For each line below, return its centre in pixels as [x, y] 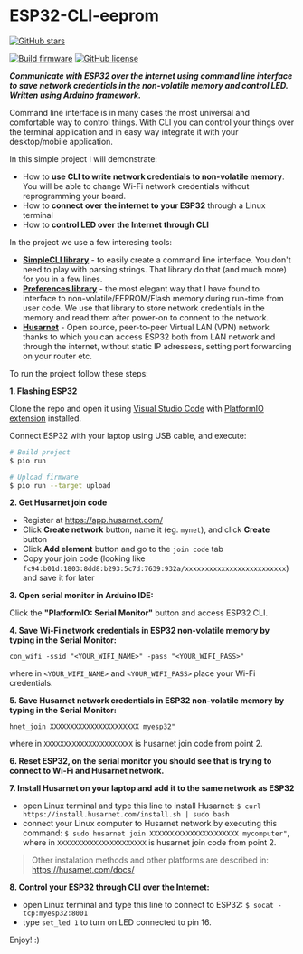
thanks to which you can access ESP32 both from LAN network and [149, 337]
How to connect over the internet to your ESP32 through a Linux [144, 205]
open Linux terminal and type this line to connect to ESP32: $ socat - [152, 905]
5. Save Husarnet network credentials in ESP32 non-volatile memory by [147, 701]
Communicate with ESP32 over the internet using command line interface [151, 76]
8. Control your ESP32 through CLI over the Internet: [109, 887]
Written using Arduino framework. [76, 95]
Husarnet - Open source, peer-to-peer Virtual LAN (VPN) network [146, 327]
